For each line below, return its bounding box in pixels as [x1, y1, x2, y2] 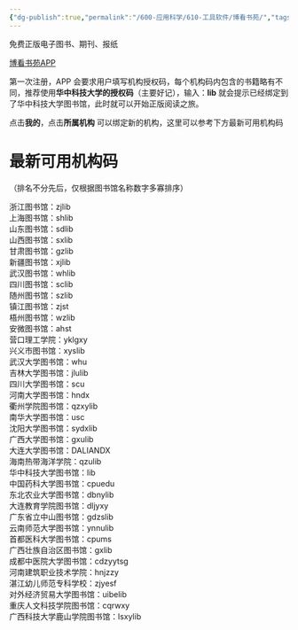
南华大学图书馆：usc [9, 411, 85, 422]
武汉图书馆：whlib [9, 268, 76, 278]
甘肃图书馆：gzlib [9, 245, 74, 256]
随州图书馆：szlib [9, 290, 74, 300]
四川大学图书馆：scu [9, 378, 85, 389]
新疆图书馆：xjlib [9, 256, 71, 267]
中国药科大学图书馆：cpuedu [9, 478, 115, 488]
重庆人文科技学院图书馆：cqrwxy [9, 600, 130, 611]
